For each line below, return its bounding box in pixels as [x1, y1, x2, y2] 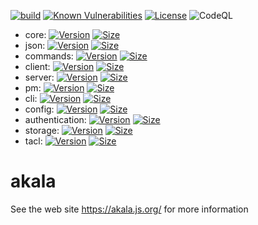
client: [24, 61, 51, 72]
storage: [24, 125, 60, 136]
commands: [24, 50, 74, 62]
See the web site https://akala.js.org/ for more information [10, 203, 249, 215]
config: [24, 103, 55, 115]
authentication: [24, 114, 87, 125]
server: [24, 71, 55, 83]
